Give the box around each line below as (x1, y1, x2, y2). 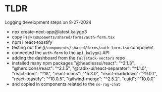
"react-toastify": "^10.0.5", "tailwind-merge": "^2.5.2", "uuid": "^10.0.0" (11, 76, 156, 82)
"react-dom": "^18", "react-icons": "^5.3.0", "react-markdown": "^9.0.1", (11, 70, 157, 76)
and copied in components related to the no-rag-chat (11, 81, 121, 87)
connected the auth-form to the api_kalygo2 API (11, 50, 110, 56)
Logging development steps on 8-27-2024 (4, 19, 92, 25)
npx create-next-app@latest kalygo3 (11, 29, 87, 34)
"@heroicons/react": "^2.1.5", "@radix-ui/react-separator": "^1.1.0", (11, 65, 148, 71)
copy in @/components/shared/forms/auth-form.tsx (11, 34, 115, 40)
